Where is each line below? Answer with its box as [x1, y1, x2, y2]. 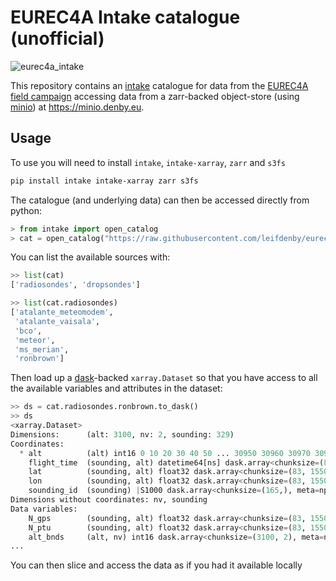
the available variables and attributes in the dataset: [10, 382, 223, 395]
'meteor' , [14, 335, 56, 345]
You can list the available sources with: [10, 251, 171, 263]
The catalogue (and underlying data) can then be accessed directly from [10, 194, 310, 206]
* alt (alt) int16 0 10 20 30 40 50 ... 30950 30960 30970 [19, 448, 311, 458]
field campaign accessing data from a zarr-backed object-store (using [10, 90, 300, 102]
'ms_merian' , [14, 344, 70, 355]
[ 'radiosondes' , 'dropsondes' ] [10, 280, 141, 290]
